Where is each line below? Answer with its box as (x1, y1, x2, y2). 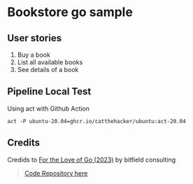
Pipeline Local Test (7, 85, 92, 98)
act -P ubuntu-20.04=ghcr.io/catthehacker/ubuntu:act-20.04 (7, 118, 187, 125)
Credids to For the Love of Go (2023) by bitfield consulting (7, 155, 176, 164)
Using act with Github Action (7, 104, 90, 113)
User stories (7, 32, 62, 44)
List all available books (17, 58, 83, 66)
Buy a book (17, 50, 50, 59)
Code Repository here (24, 169, 88, 177)
